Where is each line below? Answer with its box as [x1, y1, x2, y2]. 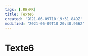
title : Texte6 [5, 12, 34, 17]
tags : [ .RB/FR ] [5, 7, 36, 12]
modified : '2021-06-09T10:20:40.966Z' [5, 21, 85, 26]
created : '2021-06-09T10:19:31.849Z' [5, 16, 83, 21]
